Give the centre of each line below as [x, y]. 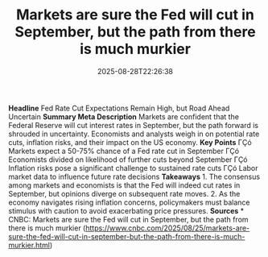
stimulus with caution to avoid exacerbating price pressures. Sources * [126, 210]
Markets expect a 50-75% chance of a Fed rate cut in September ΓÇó [124, 151]
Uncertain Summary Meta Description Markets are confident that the [124, 116]
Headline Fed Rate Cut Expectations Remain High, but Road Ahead [119, 108]
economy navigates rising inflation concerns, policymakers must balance [129, 202]
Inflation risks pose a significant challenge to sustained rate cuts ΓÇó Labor [133, 168]
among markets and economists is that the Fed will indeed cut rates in [124, 185]
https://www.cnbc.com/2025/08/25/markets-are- [168, 228]
